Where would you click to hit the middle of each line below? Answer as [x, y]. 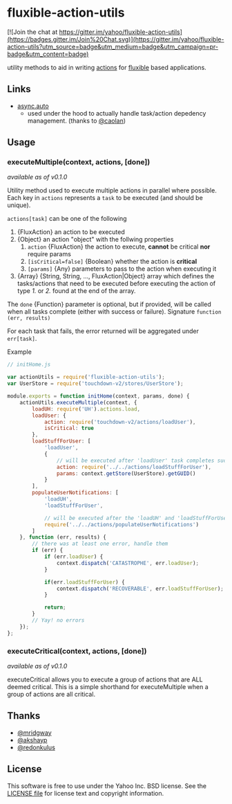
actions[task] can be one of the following [67, 219]
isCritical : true [69, 428]
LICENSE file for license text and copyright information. [86, 793]
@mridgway [34, 733]
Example [20, 352]
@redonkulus [36, 747]
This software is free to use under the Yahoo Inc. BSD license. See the [107, 786]
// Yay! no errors [58, 620]
